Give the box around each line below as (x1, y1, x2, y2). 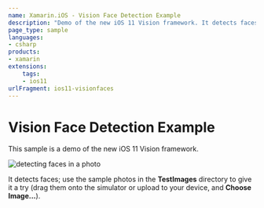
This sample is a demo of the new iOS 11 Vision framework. (8, 144, 199, 154)
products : (8, 48, 41, 56)
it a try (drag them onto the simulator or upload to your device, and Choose (8, 183, 251, 192)
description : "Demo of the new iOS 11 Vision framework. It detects (8, 19, 237, 27)
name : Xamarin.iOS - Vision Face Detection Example (8, 11, 181, 20)
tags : (22, 70, 41, 78)
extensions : (8, 63, 47, 71)
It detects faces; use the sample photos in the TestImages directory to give (8, 174, 252, 184)
